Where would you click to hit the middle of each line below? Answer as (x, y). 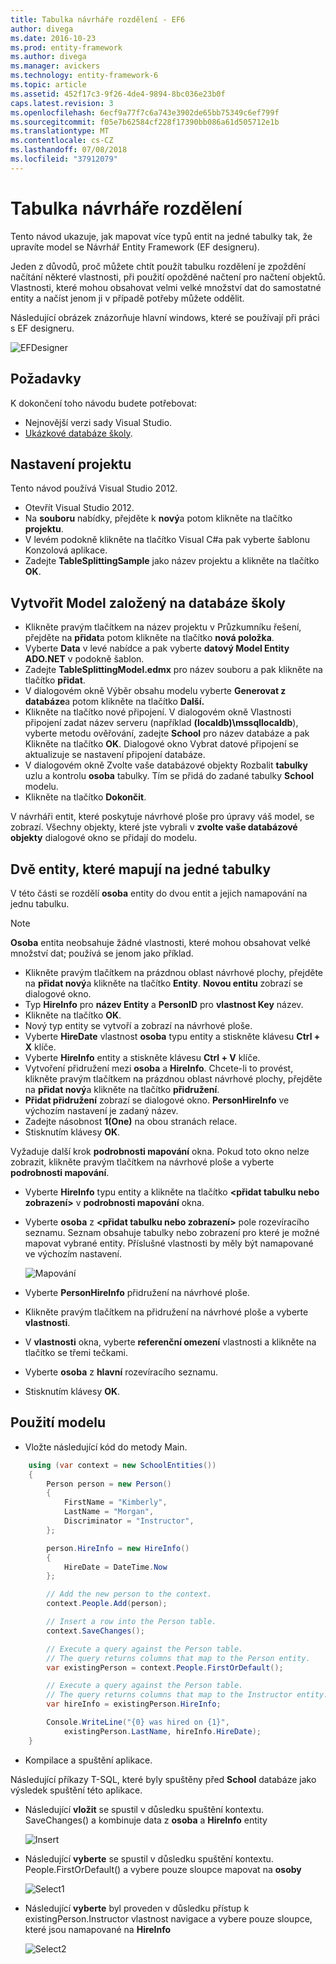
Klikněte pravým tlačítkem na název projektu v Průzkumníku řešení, (163, 627)
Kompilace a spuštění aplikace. (88, 1760)
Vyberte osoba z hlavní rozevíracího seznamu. (121, 1372)
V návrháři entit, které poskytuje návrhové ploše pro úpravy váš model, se (162, 817)
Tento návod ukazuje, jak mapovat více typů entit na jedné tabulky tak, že (161, 236)
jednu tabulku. (40, 903)
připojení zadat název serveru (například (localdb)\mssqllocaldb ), (161, 723)
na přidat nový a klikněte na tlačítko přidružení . (122, 1089)
